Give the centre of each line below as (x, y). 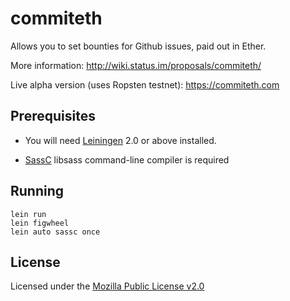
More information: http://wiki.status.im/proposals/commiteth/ (136, 65)
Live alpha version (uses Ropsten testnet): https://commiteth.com (145, 84)
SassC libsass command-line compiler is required (127, 159)
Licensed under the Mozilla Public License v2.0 (107, 286)
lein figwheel (40, 223)
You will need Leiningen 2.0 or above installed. (120, 140)
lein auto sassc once (55, 232)
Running (37, 191)
